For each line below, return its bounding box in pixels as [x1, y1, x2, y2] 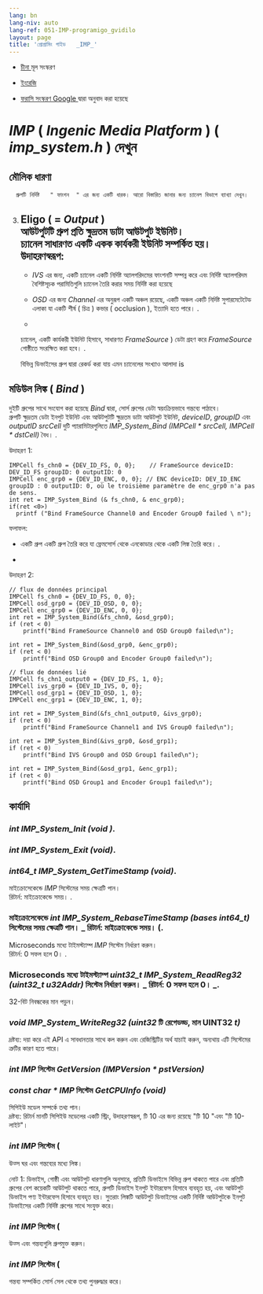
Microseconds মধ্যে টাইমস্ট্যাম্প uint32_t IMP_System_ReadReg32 [9, 969, 242, 980]
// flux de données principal [9, 585, 108, 594]
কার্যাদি [9, 800, 30, 813]
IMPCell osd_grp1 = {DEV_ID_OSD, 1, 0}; [9, 689, 144, 697]
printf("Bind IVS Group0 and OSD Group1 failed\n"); [23, 750, 199, 759]
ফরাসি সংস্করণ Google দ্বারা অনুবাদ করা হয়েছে [20, 94, 129, 103]
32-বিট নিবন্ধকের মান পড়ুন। [9, 997, 75, 1006]
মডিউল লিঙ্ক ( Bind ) [9, 382, 86, 396]
